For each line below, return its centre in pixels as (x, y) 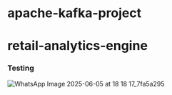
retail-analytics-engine (78, 46)
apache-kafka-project (74, 13)
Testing (21, 68)
